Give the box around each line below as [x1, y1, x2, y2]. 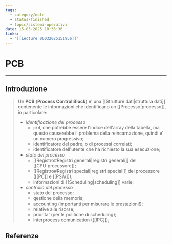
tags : [5, 7, 17, 13]
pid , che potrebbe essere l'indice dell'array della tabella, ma [33, 124, 160, 130]
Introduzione [5, 85, 48, 94]
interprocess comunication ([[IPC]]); [33, 217, 110, 223]
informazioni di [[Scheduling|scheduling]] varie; [33, 179, 134, 185]
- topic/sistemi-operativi [10, 21, 68, 27]
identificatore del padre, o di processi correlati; [33, 141, 132, 147]
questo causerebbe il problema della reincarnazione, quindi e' [33, 130, 164, 136]
